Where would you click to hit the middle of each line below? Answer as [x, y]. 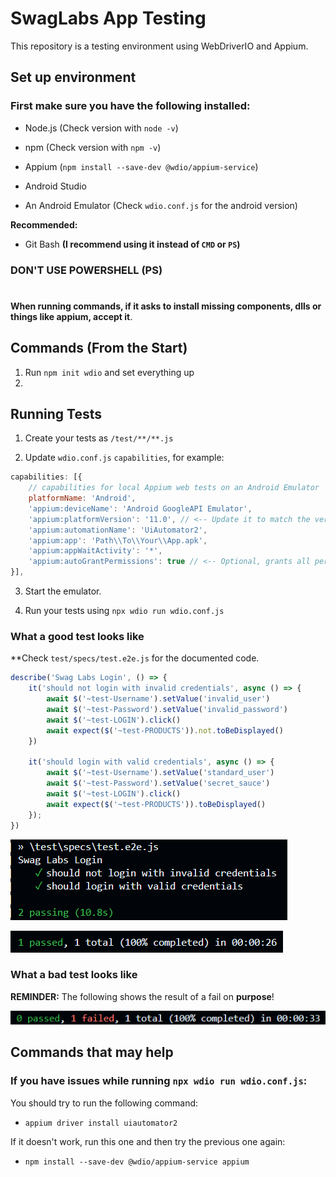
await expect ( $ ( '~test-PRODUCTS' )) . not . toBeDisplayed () [165, 730]
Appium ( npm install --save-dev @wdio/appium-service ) [141, 166]
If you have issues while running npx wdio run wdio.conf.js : [159, 1081]
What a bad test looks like [74, 975]
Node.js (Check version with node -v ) [101, 128]
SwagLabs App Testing [108, 18]
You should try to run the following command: [104, 1103]
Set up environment [73, 77]
